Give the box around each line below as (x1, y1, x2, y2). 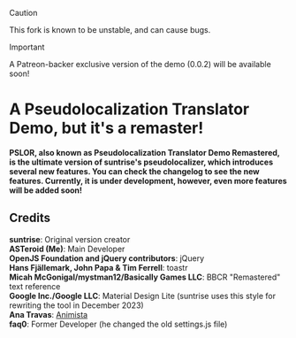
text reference (9, 280, 61, 291)
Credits (9, 211, 51, 226)
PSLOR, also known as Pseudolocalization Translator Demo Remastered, (9, 147, 280, 157)
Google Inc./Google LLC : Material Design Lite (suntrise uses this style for (9, 290, 277, 301)
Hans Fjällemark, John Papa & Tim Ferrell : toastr (9, 262, 188, 273)
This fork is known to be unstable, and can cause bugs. (9, 25, 211, 35)
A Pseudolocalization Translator (9, 99, 250, 119)
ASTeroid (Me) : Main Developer (9, 243, 125, 254)
